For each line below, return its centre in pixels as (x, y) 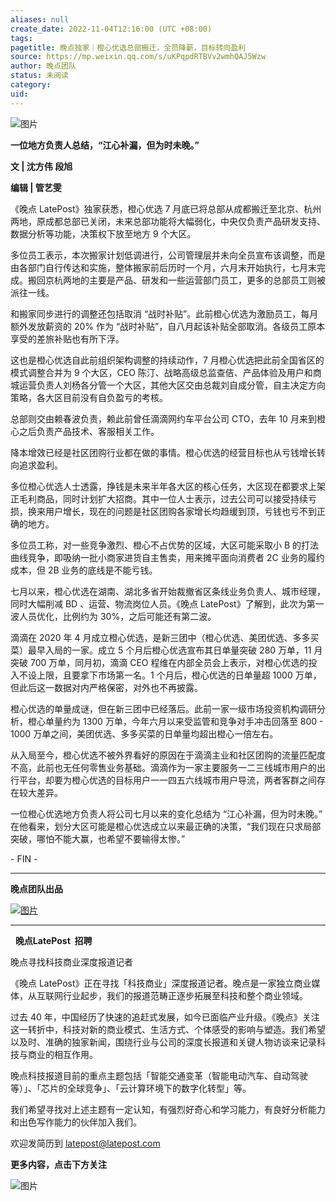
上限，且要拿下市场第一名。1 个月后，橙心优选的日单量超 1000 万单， (179, 675)
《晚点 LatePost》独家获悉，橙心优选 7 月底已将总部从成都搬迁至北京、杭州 (166, 208)
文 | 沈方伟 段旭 (41, 166)
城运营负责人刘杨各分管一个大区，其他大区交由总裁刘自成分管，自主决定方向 (168, 385)
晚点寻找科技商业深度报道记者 (71, 962)
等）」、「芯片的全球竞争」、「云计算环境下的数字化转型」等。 (131, 1088)
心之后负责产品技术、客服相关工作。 (85, 431)
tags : (21, 38)
